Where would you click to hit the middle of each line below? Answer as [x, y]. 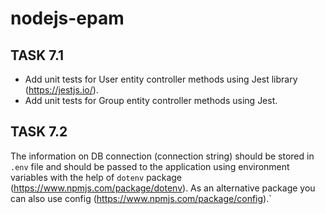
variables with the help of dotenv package [96, 177]
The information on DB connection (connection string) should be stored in [162, 156]
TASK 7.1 [37, 55]
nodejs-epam [67, 18]
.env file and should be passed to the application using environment [150, 166]
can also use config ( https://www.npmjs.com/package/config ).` [141, 198]
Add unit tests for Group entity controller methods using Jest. [151, 100]
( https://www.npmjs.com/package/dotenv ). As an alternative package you [163, 188]
